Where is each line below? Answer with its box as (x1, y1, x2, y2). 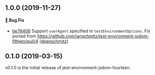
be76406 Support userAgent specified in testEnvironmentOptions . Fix (12, 28, 151, 34)
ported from (12, 33, 36, 39)
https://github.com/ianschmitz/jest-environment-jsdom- (37, 33, 150, 39)
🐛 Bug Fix (5, 17, 24, 23)
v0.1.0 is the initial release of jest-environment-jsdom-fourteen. (5, 65, 131, 71)
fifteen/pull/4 (12, 38, 38, 44)
